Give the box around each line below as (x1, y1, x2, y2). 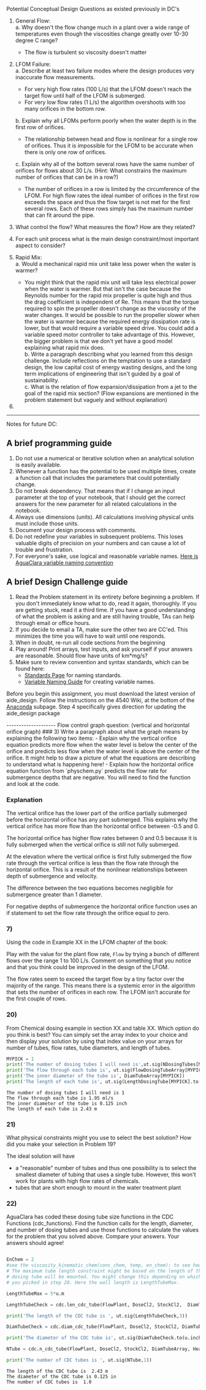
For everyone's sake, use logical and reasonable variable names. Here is (15, 552, 199, 560)
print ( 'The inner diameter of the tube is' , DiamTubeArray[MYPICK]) (6, 1073, 185, 1079)
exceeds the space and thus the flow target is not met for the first (24, 198, 190, 205)
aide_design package (6, 709, 60, 717)
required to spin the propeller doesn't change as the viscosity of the (24, 305, 196, 312)
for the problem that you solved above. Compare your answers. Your (6, 1233, 180, 1240)
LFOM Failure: (15, 61, 51, 68)
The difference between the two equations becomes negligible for (6, 884, 174, 892)
